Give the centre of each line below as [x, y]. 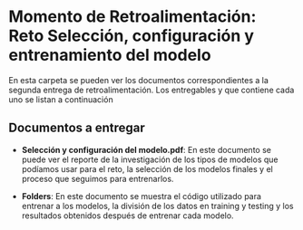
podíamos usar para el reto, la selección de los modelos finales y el [147, 168]
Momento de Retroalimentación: [132, 17]
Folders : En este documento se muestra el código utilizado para [142, 196]
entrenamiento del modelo [110, 55]
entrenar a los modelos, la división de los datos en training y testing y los [157, 206]
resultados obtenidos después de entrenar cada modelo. [127, 216]
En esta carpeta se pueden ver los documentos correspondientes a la [139, 80]
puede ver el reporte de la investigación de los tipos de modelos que [150, 159]
